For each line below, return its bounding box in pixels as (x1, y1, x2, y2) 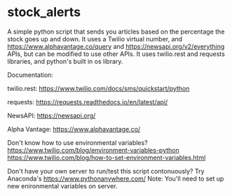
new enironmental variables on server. (7, 181, 118, 190)
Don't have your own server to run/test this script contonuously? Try (7, 167, 205, 175)
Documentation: (7, 71, 54, 79)
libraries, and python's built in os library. (7, 57, 123, 65)
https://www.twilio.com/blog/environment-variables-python (7, 146, 180, 154)
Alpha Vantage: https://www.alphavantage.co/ (7, 125, 141, 133)
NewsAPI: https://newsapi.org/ (7, 111, 96, 120)
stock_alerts (7, 4, 81, 20)
